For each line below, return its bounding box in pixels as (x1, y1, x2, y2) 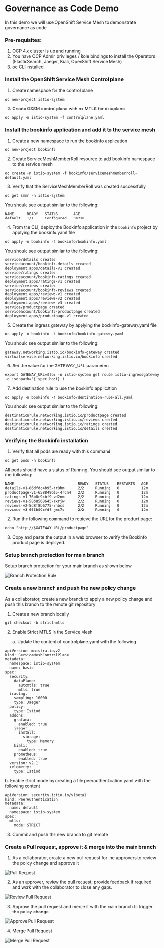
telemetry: (9, 765, 32, 769)
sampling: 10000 (14, 695, 48, 700)
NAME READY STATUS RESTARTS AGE (5, 481, 148, 486)
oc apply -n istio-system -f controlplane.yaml (5, 115, 105, 120)
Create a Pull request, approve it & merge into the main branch (5, 843, 156, 850)
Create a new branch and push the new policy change (5, 585, 136, 592)
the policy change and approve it (12, 860, 79, 866)
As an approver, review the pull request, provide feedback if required (12, 879, 152, 885)
